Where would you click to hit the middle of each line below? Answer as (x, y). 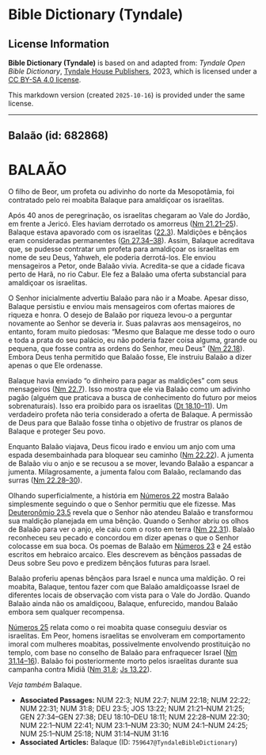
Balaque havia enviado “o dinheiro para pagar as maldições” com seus (123, 381)
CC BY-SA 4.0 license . (45, 80)
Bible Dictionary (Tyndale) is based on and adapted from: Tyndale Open (127, 63)
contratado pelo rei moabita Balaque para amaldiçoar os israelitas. (116, 200)
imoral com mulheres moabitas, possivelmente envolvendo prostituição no (129, 644)
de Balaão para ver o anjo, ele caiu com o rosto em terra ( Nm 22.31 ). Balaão (131, 529)
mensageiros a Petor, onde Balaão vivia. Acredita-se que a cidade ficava (127, 266)
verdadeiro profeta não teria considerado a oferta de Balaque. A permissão (131, 414)
